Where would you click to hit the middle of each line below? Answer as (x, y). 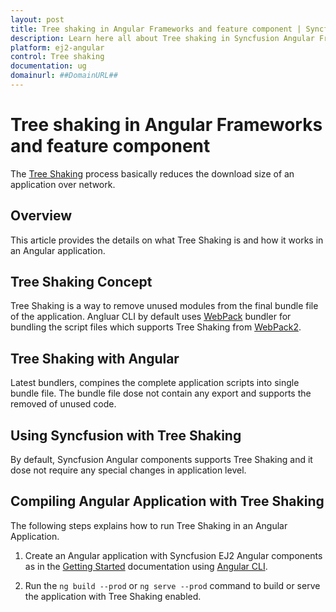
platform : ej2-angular (57, 47)
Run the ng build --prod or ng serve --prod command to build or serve (172, 585)
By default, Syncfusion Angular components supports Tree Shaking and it (161, 460)
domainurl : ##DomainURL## (64, 76)
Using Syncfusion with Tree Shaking (126, 435)
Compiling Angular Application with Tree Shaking (167, 501)
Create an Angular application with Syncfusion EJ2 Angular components (173, 555)
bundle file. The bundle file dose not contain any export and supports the (161, 393)
